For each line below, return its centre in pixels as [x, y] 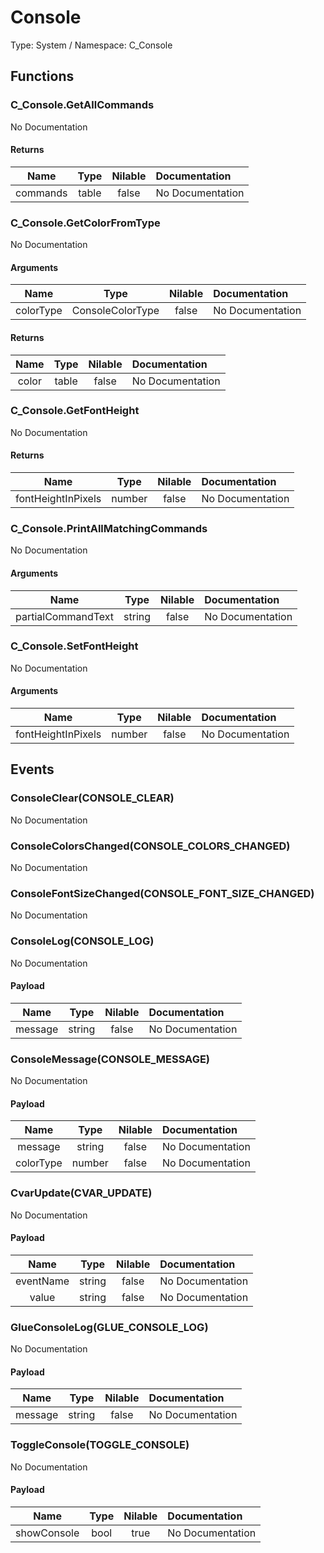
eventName [42, 1281]
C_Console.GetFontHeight [75, 411]
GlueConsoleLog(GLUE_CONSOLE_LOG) [109, 1327]
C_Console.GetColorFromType [85, 223]
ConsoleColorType [115, 311]
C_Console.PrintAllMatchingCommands [109, 528]
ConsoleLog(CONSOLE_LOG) [82, 941]
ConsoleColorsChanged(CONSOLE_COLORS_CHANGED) [150, 846]
